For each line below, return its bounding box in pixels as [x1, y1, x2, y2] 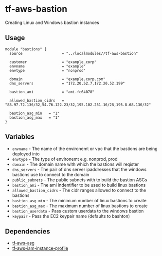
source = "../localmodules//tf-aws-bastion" [9, 51, 138, 56]
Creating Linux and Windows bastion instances [5, 20, 100, 25]
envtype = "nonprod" [9, 68, 86, 73]
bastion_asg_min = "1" [9, 111, 60, 116]
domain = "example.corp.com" [9, 77, 106, 82]
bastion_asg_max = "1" [9, 115, 60, 120]
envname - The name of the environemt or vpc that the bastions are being [12, 146, 158, 151]
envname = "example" [9, 64, 86, 69]
